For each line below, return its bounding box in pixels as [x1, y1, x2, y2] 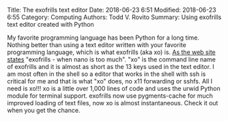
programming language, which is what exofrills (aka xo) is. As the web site [7, 48, 216, 56]
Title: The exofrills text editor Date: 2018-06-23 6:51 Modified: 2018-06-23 [7, 6, 216, 14]
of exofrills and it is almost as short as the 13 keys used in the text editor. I [7, 63, 215, 70]
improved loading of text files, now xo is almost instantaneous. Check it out [7, 99, 218, 107]
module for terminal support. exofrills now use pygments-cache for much [7, 92, 214, 100]
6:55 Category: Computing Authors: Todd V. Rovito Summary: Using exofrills [7, 13, 222, 21]
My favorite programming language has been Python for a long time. [7, 33, 200, 42]
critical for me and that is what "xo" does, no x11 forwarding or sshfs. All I [7, 77, 213, 85]
